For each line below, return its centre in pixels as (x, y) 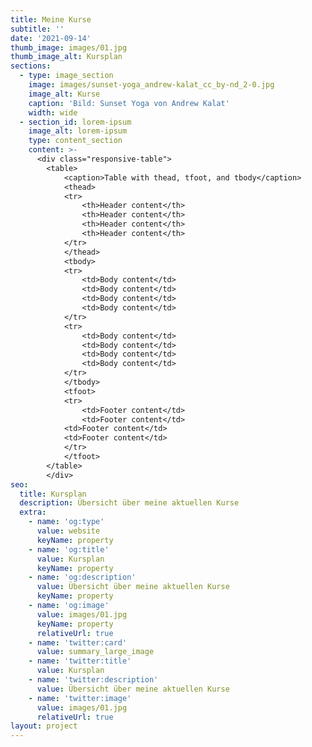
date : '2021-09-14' (51, 38)
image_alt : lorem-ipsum (78, 131)
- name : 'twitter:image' (80, 698)
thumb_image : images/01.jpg (69, 47)
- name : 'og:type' (66, 522)
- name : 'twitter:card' (78, 642)
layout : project (44, 726)
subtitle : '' (37, 29)
